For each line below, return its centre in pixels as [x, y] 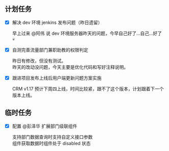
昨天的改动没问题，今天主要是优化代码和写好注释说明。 [70, 67]
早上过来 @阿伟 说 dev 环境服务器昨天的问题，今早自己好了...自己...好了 [87, 33]
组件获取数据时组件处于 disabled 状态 [51, 143]
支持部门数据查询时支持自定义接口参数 [52, 137]
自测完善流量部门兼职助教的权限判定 [50, 49]
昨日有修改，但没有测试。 [39, 61]
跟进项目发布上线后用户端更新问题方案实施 [57, 78]
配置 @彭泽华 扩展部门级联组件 [45, 126]
